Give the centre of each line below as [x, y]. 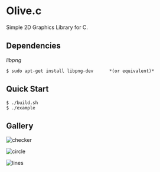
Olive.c [24, 11]
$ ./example [21, 108]
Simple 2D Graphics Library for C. [47, 27]
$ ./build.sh [22, 103]
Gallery [20, 126]
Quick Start [27, 89]
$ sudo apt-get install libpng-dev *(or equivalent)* [80, 71]
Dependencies [33, 46]
